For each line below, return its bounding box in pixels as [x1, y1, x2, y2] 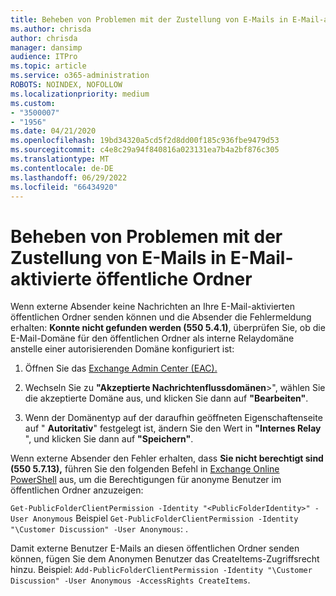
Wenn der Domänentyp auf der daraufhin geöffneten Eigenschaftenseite [24, 412, 323, 424]
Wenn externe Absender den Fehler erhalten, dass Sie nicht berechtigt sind [10, 452, 324, 465]
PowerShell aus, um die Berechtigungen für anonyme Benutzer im [10, 474, 282, 486]
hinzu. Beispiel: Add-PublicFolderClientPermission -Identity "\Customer [10, 564, 313, 576]
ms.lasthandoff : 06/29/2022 [10, 172, 128, 183]
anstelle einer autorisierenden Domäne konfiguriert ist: [10, 343, 235, 355]
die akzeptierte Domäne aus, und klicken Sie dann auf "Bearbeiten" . [24, 392, 309, 405]
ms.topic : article [10, 61, 87, 71]
